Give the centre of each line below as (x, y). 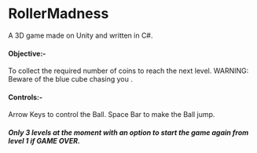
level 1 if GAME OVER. (44, 140)
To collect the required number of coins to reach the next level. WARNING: (128, 71)
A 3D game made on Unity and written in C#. (81, 35)
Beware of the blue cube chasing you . (71, 79)
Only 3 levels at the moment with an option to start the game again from (128, 132)
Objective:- (27, 53)
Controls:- (26, 97)
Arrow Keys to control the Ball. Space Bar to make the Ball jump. (112, 115)
